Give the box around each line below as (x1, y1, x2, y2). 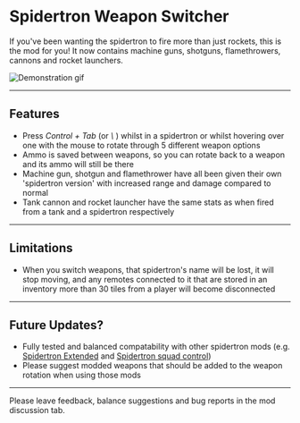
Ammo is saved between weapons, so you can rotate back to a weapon (21, 149, 286, 160)
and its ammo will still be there (21, 158, 134, 169)
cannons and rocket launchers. (9, 55, 123, 65)
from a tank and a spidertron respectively (21, 206, 175, 216)
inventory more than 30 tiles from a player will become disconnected (21, 283, 276, 294)
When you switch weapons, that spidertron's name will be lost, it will (21, 264, 274, 275)
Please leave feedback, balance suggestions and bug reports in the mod (9, 395, 276, 406)
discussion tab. (9, 405, 65, 416)
